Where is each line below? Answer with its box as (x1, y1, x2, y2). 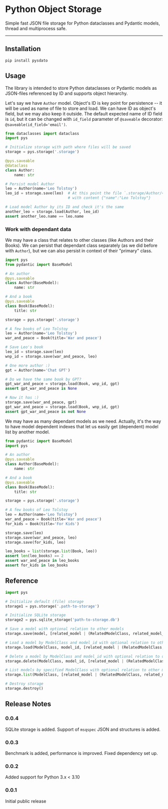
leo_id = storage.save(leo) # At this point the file (5, 191, 122, 196)
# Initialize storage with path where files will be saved (5, 144, 131, 150)
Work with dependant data (5, 226, 71, 233)
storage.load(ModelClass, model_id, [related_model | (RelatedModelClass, (5, 644, 164, 650)
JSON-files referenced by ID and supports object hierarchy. (5, 90, 128, 96)
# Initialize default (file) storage (5, 599, 84, 604)
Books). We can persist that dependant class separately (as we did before (5, 242, 157, 248)
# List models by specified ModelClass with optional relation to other (5, 668, 160, 673)
